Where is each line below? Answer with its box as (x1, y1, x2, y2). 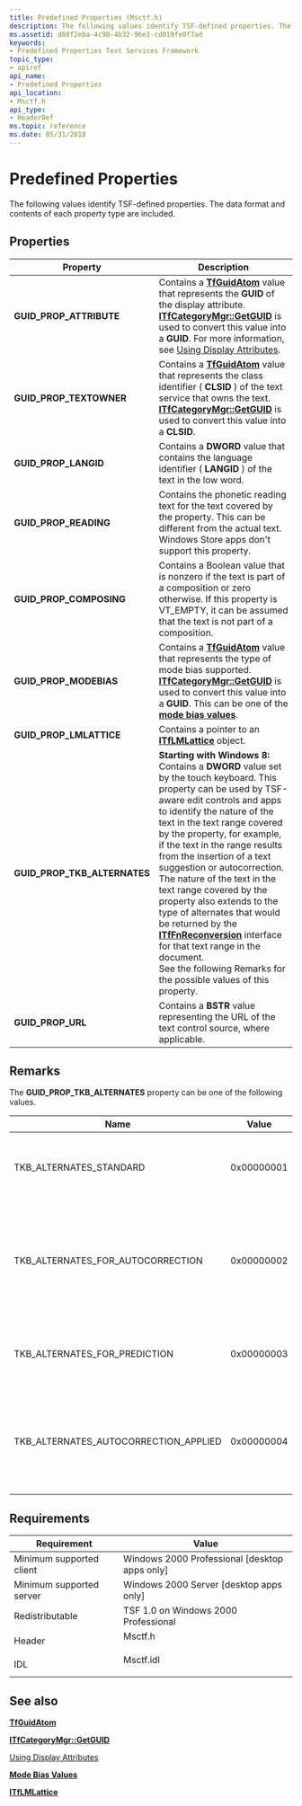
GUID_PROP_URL (13, 1016, 87, 1029)
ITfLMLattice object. (158, 734, 246, 747)
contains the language (158, 451, 253, 464)
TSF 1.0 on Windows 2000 (122, 1605, 238, 1617)
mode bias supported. (158, 663, 252, 676)
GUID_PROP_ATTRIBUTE (13, 309, 120, 322)
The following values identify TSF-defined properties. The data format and (9, 199, 286, 209)
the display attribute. (158, 298, 245, 311)
